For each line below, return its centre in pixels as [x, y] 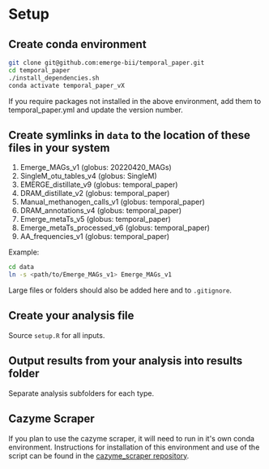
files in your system [59, 148]
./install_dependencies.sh [54, 78]
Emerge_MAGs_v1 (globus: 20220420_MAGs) [96, 167]
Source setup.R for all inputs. [57, 335]
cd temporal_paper [39, 70]
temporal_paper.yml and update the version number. [96, 110]
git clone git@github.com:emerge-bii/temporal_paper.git [107, 63]
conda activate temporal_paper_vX [67, 85]
